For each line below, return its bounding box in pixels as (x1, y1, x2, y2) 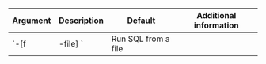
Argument (12, 15, 51, 26)
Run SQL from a (111, 33, 170, 44)
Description (59, 15, 104, 26)
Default (127, 15, 156, 26)
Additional (196, 10, 237, 21)
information (193, 20, 239, 31)
